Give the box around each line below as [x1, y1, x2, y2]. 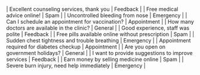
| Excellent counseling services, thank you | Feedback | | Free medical [6, 6, 179, 12]
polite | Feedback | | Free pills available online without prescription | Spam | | [6, 31, 195, 38]
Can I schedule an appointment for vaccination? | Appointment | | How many [6, 18, 194, 25]
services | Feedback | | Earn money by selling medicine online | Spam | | [6, 56, 184, 63]
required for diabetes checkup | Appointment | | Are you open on [6, 43, 166, 50]
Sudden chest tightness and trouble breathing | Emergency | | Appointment [6, 37, 191, 44]
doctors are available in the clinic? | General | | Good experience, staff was [6, 24, 190, 31]
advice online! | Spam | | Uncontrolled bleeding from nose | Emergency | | [6, 12, 187, 19]
